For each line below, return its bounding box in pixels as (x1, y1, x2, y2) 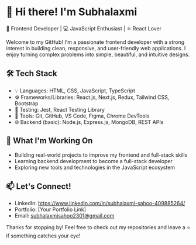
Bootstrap (14, 99, 39, 107)
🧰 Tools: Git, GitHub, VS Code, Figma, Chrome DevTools (14, 112, 150, 119)
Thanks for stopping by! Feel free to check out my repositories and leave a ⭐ (6, 224, 191, 231)
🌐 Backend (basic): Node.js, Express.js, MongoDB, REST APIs (14, 118, 164, 125)
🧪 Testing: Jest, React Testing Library (14, 106, 105, 113)
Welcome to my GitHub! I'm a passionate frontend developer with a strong (6, 38, 185, 46)
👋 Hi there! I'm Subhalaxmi (6, 5, 137, 19)
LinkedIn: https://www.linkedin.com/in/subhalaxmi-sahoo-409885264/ (14, 200, 185, 207)
